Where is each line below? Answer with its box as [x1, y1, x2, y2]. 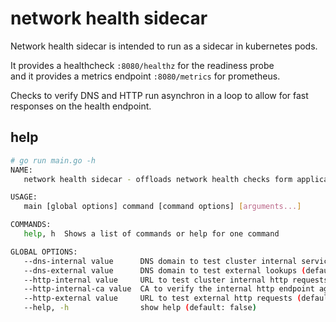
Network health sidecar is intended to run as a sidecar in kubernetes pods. [10, 40, 318, 52]
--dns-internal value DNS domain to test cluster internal [23, 256, 298, 266]
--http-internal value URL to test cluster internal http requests [23, 275, 329, 285]
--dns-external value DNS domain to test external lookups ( [23, 265, 307, 276]
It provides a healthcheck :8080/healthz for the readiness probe [10, 59, 275, 71]
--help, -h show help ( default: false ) [23, 303, 257, 313]
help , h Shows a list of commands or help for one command [23, 229, 280, 239]
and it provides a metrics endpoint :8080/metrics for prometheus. [10, 70, 281, 82]
